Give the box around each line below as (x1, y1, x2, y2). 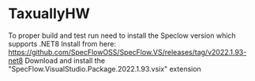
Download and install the (24, 56, 105, 65)
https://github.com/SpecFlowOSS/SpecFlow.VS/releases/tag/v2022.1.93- (8, 47, 247, 57)
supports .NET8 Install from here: (8, 39, 117, 48)
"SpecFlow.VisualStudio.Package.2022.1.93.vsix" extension (8, 64, 201, 73)
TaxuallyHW (8, 5, 91, 23)
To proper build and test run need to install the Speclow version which (8, 31, 236, 40)
